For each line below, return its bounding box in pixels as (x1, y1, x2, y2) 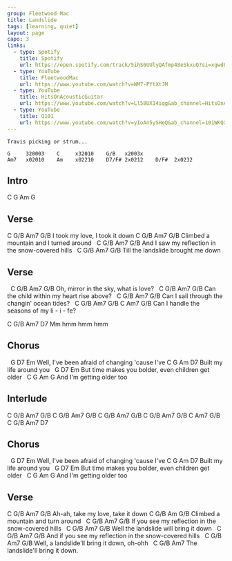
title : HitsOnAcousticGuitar (19, 94, 104, 101)
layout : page (7, 29, 45, 37)
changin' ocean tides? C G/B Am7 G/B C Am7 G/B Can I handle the (7, 299, 200, 307)
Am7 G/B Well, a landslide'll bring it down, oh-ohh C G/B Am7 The (7, 539, 198, 547)
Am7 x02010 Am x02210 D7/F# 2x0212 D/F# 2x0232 (7, 156, 193, 163)
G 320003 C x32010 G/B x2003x (7, 150, 144, 157)
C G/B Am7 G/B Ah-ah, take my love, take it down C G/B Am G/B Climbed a (7, 510, 220, 518)
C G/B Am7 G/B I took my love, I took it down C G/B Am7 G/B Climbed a (7, 232, 211, 240)
